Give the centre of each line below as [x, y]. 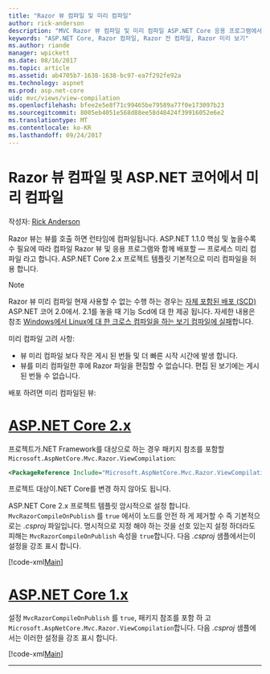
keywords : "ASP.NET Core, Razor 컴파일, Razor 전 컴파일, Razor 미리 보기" [129, 38]
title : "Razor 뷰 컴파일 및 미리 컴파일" [70, 16]
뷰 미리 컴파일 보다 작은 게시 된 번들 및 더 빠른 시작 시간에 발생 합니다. [129, 355]
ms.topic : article [39, 68]
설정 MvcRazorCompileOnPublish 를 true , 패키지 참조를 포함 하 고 [110, 618]
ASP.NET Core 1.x [68, 594]
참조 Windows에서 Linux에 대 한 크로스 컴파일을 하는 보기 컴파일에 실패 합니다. [131, 321]
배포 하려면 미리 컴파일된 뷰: [52, 392]
